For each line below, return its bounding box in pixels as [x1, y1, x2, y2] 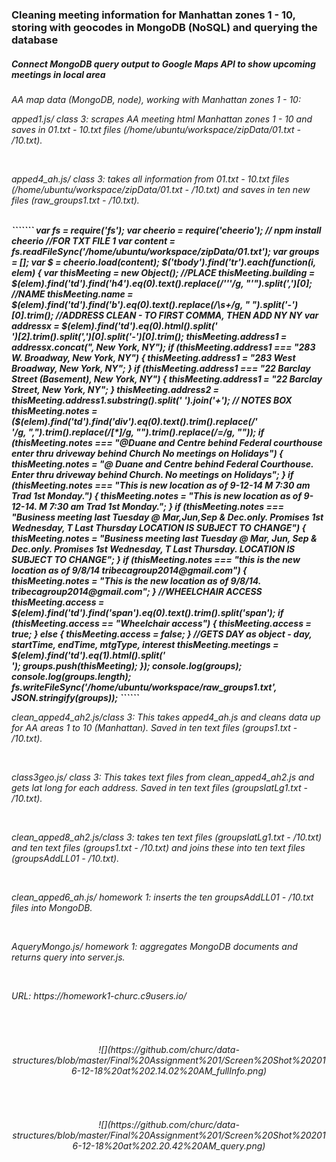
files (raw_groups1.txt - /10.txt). [11, 194, 140, 206]
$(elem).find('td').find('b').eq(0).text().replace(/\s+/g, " [11, 298, 251, 310]
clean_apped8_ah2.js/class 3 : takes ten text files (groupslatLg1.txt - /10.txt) [11, 831, 323, 843]
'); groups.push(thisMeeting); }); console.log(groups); [11, 659, 243, 672]
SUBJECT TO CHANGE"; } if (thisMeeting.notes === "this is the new [11, 553, 301, 565]
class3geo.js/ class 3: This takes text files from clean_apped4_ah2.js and [11, 771, 315, 783]
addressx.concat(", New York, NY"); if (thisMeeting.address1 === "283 [11, 341, 316, 353]
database [11, 33, 59, 47]
